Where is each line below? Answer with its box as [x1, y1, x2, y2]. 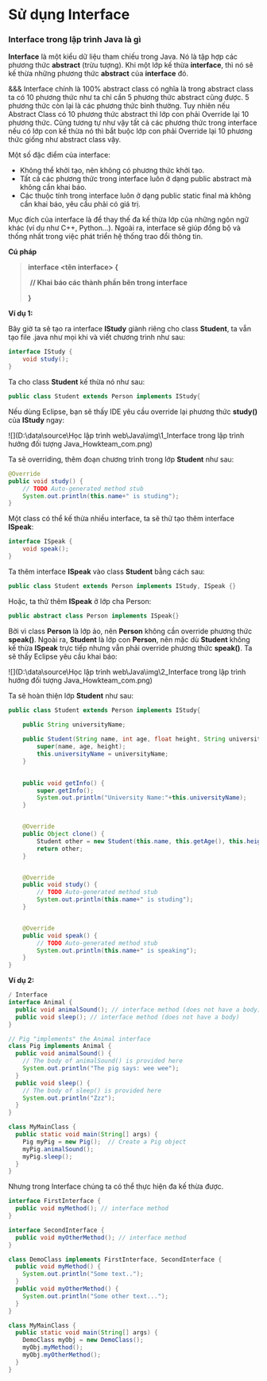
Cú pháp [8, 247, 37, 257]
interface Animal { [8, 999, 73, 1007]
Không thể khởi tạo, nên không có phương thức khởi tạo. [19, 165, 205, 176]
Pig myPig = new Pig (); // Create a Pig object [22, 1138, 187, 1146]
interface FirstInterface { [8, 1197, 102, 1205]
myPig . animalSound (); [22, 1145, 94, 1153]
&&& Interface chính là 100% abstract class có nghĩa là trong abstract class [8, 84, 254, 94]
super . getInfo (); [37, 787, 94, 795]
